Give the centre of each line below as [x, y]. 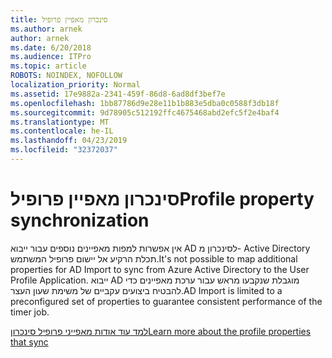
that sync [29, 342]
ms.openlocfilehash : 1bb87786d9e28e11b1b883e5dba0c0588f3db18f [145, 103]
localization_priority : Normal [75, 85]
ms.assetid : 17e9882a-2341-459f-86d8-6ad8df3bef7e [118, 94]
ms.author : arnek [46, 29]
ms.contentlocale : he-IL [62, 131]
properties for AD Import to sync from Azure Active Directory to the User [160, 269]
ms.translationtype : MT [60, 122]
